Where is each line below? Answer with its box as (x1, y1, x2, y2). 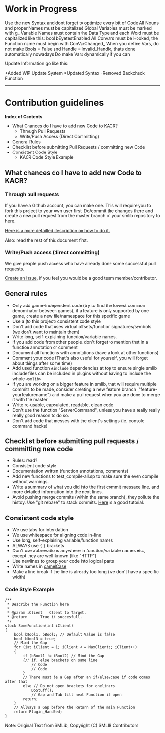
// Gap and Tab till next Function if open (31, 692, 122, 697)
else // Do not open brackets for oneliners (23, 683, 115, 688)
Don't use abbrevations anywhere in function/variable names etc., (12, 548, 146, 554)
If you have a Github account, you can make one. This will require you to (5, 202, 151, 208)
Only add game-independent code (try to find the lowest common (12, 303, 146, 308)
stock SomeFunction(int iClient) (5, 623, 74, 628)
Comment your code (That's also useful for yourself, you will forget (12, 355, 148, 361)
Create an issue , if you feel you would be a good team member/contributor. (5, 275, 157, 281)
